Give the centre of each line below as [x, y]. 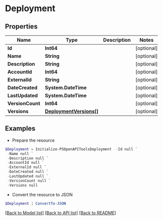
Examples [20, 128]
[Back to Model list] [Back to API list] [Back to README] [61, 213]
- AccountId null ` [26, 163]
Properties [21, 26]
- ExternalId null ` [27, 167]
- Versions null [22, 185]
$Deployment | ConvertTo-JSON [36, 203]
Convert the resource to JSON [42, 194]
